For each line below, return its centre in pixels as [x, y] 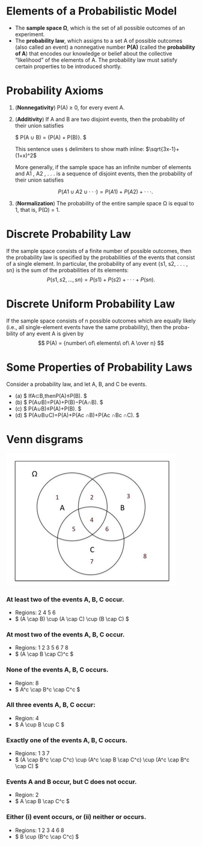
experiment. [30, 34]
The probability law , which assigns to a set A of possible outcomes [99, 40]
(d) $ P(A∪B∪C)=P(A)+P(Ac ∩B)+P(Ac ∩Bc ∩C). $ [77, 415]
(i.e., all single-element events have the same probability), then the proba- [98, 327]
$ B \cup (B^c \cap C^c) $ [47, 836]
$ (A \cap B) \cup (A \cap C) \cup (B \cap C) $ [72, 619]
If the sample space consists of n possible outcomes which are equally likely [101, 321]
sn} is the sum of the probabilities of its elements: [68, 270]
